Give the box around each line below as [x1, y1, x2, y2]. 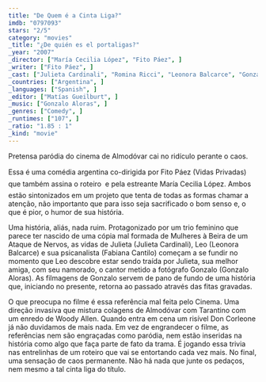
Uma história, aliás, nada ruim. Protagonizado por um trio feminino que [8, 223, 239, 232]
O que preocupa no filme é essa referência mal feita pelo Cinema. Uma [8, 296, 240, 306]
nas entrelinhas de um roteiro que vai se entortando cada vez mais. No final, [8, 347, 257, 357]
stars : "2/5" [8, 26, 51, 34]
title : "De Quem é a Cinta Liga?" [8, 11, 123, 20]
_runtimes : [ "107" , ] [8, 115, 80, 123]
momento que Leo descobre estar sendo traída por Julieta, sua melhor [8, 256, 239, 265]
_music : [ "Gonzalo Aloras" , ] [8, 100, 108, 108]
